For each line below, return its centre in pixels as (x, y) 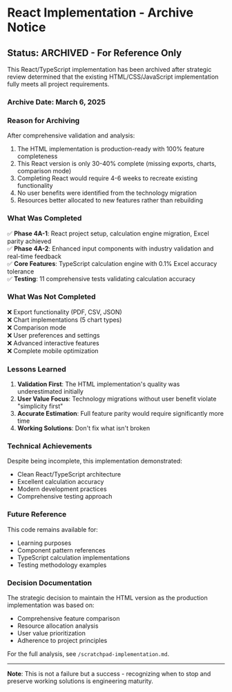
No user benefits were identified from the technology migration (107, 193)
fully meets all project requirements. (58, 84)
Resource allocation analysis (58, 626)
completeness (37, 156)
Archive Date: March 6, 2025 (56, 102)
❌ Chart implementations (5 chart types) (65, 320)
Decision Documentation (50, 583)
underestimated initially (50, 392)
